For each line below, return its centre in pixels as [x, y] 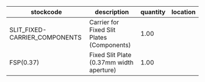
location [184, 12]
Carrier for [104, 22]
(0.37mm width [112, 62]
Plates [98, 37]
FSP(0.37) [24, 62]
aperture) [103, 70]
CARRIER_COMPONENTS [46, 37]
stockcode [46, 12]
